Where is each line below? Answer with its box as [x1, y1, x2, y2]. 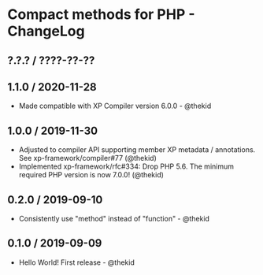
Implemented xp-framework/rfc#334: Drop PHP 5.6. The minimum [18, 162, 234, 171]
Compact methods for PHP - [7, 6, 195, 24]
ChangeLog [7, 22, 85, 40]
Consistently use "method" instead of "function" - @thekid [18, 214, 210, 224]
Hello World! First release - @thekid [18, 258, 135, 267]
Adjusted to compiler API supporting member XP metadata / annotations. [18, 145, 256, 154]
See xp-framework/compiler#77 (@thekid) [18, 154, 157, 163]
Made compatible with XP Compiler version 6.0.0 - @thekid [18, 101, 212, 111]
